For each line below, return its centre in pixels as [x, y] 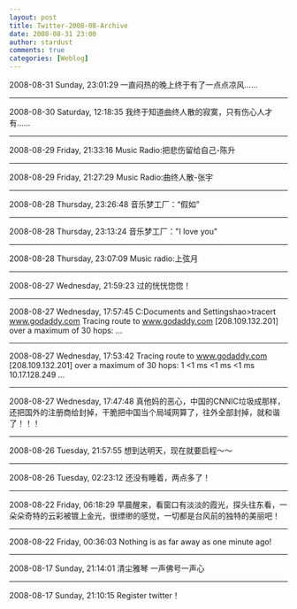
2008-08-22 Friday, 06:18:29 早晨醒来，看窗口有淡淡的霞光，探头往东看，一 [148, 505]
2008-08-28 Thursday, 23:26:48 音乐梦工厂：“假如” [105, 204]
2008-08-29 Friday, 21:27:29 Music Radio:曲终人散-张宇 [111, 177]
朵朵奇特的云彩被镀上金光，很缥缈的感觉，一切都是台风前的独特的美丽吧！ [145, 516]
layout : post [33, 17]
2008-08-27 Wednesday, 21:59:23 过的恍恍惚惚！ [100, 285]
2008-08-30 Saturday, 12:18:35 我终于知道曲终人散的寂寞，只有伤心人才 [141, 112]
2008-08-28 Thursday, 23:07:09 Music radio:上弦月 [104, 258]
